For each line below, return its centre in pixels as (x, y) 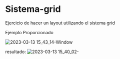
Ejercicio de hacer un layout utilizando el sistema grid (60, 23)
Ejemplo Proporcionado (29, 32)
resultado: (15, 52)
